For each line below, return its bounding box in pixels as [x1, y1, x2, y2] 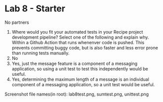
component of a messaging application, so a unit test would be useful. [11, 81, 155, 87]
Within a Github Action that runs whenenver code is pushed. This [11, 39, 144, 45]
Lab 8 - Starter [4, 3, 65, 14]
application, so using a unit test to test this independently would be [11, 65, 149, 72]
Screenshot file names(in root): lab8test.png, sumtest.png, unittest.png [4, 91, 149, 97]
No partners [4, 19, 29, 25]
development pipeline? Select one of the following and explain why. [11, 34, 149, 40]
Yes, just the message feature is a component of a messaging [11, 60, 138, 66]
